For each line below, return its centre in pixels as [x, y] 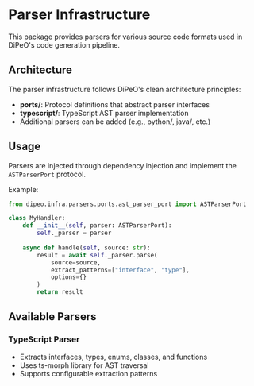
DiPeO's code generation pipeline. [64, 44]
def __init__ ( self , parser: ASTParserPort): [97, 226]
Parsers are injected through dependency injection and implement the [122, 165]
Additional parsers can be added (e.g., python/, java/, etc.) [115, 122]
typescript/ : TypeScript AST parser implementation [104, 113]
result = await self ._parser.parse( [97, 255]
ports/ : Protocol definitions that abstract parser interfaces [115, 104]
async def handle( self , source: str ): [87, 248]
